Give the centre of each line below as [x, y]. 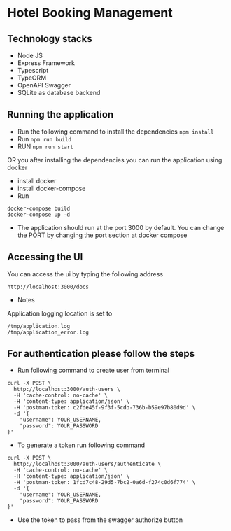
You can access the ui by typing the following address [85, 274]
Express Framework [46, 63]
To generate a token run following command [81, 445]
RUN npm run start [45, 146]
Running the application [61, 114]
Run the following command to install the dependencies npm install [115, 132]
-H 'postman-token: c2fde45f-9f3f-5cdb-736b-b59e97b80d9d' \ [105, 408]
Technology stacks [50, 39]
